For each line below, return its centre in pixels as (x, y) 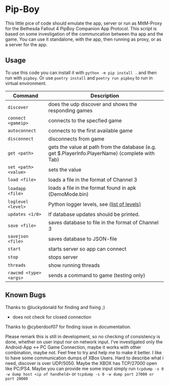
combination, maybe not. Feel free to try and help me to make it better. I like (83, 352)
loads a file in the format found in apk (92, 188)
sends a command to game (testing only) (97, 275)
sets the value (65, 170)
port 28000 (17, 378)
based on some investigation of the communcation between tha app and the (84, 34)
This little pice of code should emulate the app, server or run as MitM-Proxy (84, 23)
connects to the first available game (91, 130)
